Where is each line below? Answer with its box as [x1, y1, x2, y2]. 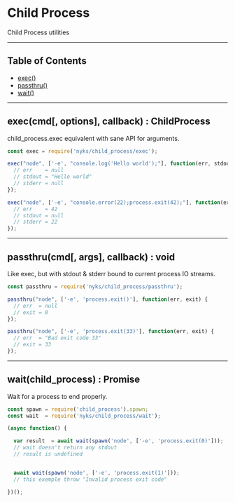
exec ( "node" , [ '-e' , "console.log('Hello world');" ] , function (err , [7, 160, 211, 168]
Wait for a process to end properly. [7, 392, 108, 400]
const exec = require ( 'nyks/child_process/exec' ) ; [7, 147, 158, 155]
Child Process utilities [7, 28, 70, 36]
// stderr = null [13, 180, 64, 187]
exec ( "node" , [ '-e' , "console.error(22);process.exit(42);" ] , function [7, 198, 220, 206]
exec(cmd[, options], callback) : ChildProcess [7, 116, 211, 128]
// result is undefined [13, 451, 83, 458]
